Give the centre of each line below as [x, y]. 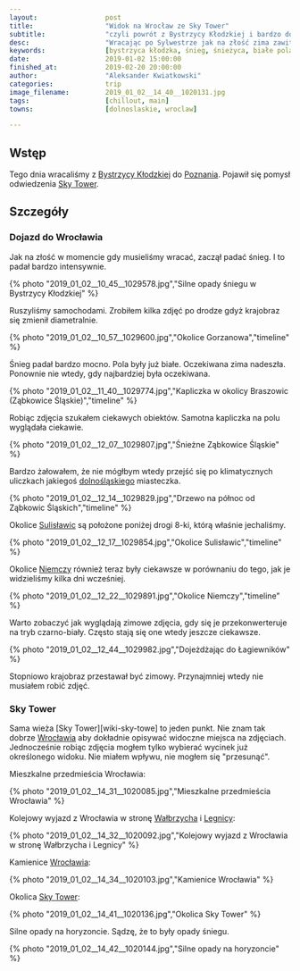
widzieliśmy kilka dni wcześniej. [68, 578]
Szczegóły [39, 212]
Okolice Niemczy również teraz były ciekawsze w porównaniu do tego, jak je [150, 569]
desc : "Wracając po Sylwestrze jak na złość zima [139, 42]
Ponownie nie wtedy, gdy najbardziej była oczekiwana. [110, 373]
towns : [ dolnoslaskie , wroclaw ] [104, 109]
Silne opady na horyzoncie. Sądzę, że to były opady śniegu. [119, 932]
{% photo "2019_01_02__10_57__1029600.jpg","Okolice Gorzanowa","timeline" [150, 337]
